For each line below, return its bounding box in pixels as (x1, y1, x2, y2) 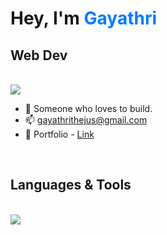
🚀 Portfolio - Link (24, 128, 95, 140)
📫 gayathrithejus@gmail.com (24, 114, 148, 126)
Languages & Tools (10, 177, 132, 194)
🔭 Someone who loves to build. (24, 103, 153, 114)
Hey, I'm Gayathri (10, 7, 158, 30)
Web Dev (10, 47, 68, 64)
